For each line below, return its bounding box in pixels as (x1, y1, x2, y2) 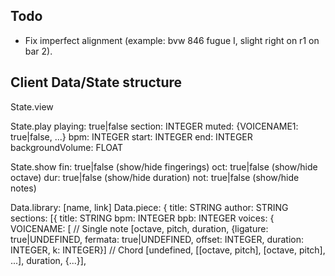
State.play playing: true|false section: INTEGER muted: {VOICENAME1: (10, 120, 299, 132)
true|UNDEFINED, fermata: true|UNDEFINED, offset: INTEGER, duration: (10, 233, 305, 245)
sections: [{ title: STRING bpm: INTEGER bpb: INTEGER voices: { (10, 212, 275, 224)
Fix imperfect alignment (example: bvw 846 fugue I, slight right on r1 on (24, 34, 320, 46)
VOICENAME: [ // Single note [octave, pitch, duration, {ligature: (10, 222, 269, 234)
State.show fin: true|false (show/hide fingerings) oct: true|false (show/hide (10, 160, 318, 173)
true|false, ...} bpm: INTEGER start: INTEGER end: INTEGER (10, 130, 253, 143)
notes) (10, 182, 37, 194)
